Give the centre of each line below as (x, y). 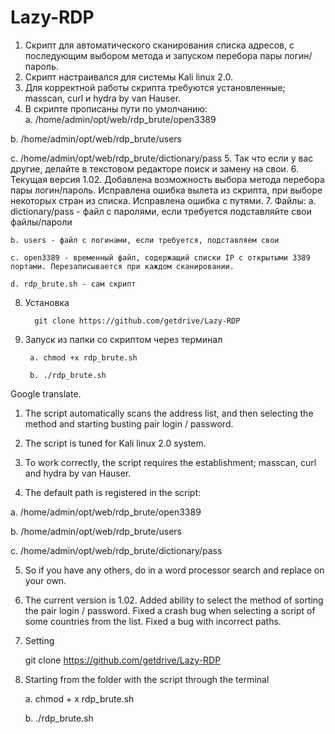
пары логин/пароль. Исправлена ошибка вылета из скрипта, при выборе (166, 190)
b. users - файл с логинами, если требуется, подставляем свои (145, 240)
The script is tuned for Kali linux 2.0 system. (115, 443)
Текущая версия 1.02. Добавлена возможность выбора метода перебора (167, 179)
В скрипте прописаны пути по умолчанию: (116, 108)
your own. (45, 580)
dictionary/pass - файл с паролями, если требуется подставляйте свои (161, 211)
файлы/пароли (41, 222)
